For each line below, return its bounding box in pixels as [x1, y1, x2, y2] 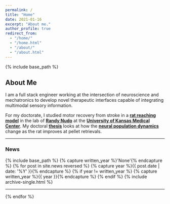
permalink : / [5, 7, 33, 13]
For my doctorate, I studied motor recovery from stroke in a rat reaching [5, 112, 156, 118]
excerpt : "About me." [5, 21, 51, 27]
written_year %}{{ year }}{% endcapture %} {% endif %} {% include [5, 173, 147, 180]
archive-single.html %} [5, 179, 53, 185]
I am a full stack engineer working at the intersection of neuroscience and [5, 92, 159, 98]
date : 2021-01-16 [5, 17, 42, 22]
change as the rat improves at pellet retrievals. [5, 129, 102, 135]
